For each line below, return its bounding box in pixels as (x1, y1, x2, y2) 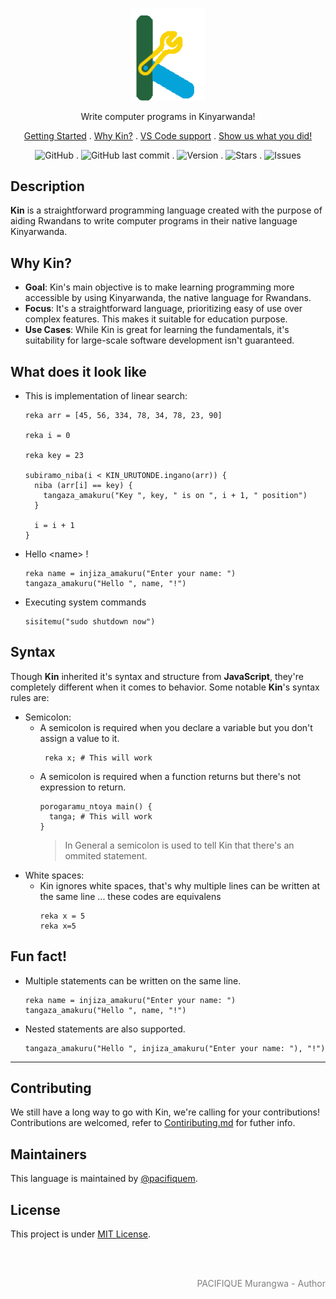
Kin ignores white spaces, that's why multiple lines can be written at (39, 879, 320, 892)
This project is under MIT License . (10, 1228, 152, 1240)
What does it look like (10, 363, 147, 380)
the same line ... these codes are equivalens (39, 890, 222, 902)
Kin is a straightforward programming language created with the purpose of (10, 204, 323, 217)
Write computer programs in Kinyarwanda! (80, 110, 256, 122)
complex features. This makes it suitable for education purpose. (24, 313, 288, 325)
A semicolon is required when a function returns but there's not (39, 770, 302, 782)
